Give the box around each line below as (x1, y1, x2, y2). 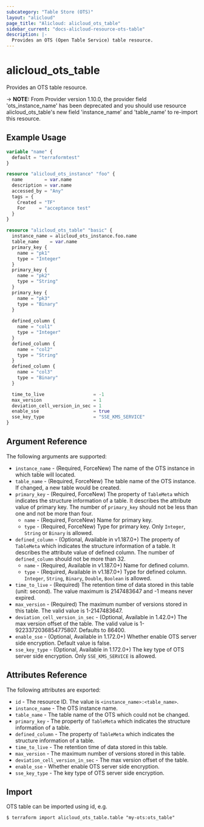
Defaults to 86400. (78, 626, 126, 634)
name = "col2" (17, 346, 53, 352)
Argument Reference (6, 436, 87, 447)
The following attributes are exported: (6, 686, 101, 694)
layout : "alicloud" (6, 15, 56, 21)
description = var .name (12, 182, 72, 189)
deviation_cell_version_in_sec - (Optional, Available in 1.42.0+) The (15, 613, 188, 620)
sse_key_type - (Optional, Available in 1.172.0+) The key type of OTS (15, 645, 185, 653)
